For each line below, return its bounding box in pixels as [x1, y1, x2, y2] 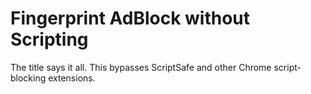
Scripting [10, 28, 89, 51]
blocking [10, 72, 47, 84]
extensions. [48, 72, 96, 84]
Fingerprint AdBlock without [10, 7, 251, 30]
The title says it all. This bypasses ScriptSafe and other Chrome [10, 61, 272, 73]
